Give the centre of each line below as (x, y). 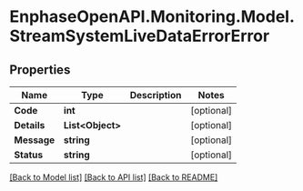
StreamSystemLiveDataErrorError (140, 36)
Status (29, 155)
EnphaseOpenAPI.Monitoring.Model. (152, 17)
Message (35, 140)
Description (156, 95)
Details (30, 125)
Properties (40, 70)
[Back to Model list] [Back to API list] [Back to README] (114, 177)
